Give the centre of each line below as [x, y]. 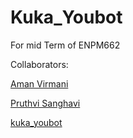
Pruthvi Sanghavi [45, 103]
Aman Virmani [39, 83]
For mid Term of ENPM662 [65, 45]
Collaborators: [39, 64]
